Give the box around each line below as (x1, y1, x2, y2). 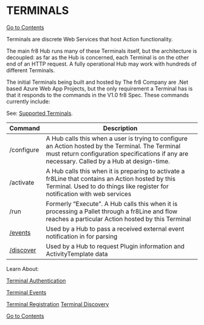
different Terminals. (6, 66, 55, 74)
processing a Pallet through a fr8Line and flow (46, 207, 178, 216)
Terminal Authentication (6, 277, 66, 284)
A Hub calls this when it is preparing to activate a (46, 166, 185, 175)
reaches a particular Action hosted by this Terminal (46, 214, 191, 223)
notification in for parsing (46, 232, 118, 241)
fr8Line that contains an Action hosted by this (46, 174, 176, 183)
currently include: (6, 98, 50, 105)
